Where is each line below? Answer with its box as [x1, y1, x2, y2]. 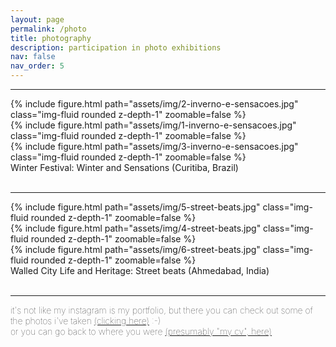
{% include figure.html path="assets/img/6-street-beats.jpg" [10, 244, 261, 255]
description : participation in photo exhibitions [10, 42, 222, 53]
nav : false [10, 52, 56, 62]
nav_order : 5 [10, 61, 65, 71]
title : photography [10, 33, 92, 43]
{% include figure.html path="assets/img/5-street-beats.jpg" [10, 201, 261, 213]
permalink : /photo [10, 24, 87, 34]
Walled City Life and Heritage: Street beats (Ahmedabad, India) [10, 265, 270, 276]
